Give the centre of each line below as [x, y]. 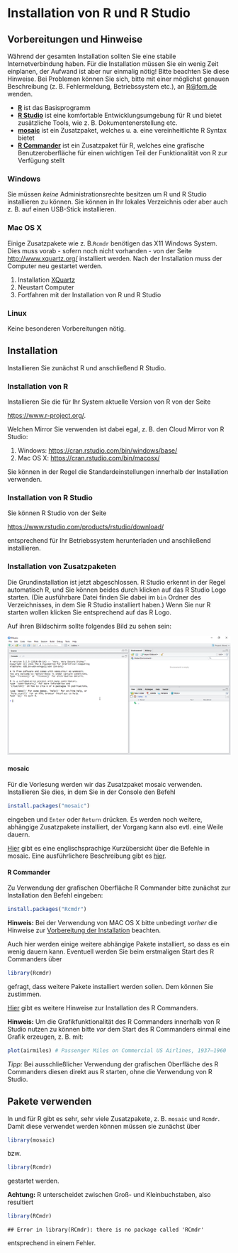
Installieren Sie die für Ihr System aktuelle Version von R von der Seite [109, 402]
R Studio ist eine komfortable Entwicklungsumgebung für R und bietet [119, 115]
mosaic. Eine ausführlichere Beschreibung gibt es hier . [87, 856]
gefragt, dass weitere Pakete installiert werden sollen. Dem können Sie [110, 986]
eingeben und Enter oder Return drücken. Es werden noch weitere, [105, 819]
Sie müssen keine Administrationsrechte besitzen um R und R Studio [107, 194]
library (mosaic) [31, 1140]
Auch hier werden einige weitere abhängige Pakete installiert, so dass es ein [119, 944]
